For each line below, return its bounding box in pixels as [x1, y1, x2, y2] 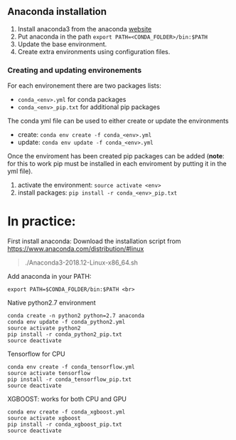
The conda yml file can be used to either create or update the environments [7, 117, 229, 126]
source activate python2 [7, 324, 81, 332]
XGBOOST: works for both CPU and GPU [7, 395, 127, 404]
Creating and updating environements [7, 65, 142, 75]
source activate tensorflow [7, 370, 91, 377]
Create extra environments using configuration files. [17, 47, 171, 56]
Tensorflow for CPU [7, 349, 65, 359]
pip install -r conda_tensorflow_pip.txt [7, 376, 132, 384]
